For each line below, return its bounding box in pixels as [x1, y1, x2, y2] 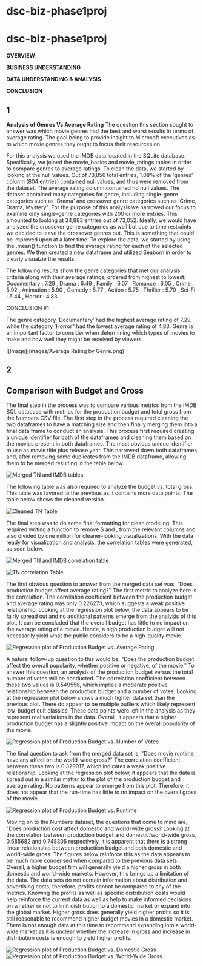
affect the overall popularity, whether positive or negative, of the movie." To [6, 662, 195, 669]
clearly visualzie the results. [6, 255, 76, 262]
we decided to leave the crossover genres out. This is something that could [6, 229, 195, 236]
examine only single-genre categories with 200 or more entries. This [6, 210, 178, 217]
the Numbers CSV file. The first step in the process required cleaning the [6, 414, 188, 422]
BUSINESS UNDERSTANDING [6, 64, 81, 71]
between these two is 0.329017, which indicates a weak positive [6, 763, 166, 770]
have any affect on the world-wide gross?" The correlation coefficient [6, 756, 181, 763]
